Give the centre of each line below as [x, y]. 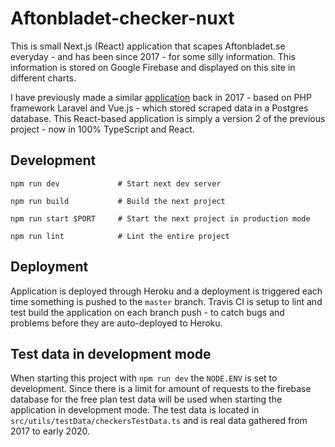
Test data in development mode [111, 353]
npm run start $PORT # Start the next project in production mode [160, 218]
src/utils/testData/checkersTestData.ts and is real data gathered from [159, 421]
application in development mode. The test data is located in [135, 410]
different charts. [43, 78]
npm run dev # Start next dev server [116, 183]
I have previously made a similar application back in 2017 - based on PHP [161, 97]
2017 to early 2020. [50, 431]
